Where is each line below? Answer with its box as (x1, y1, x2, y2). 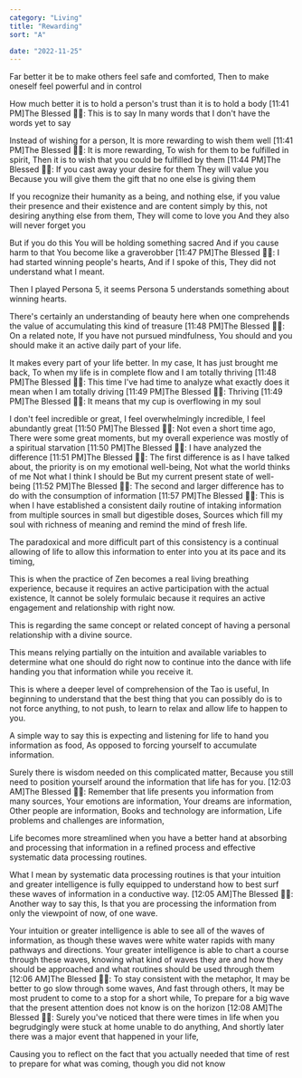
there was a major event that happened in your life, (9, 1031, 199, 1042)
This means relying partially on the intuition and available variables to (9, 647, 267, 658)
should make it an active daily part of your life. (9, 340, 182, 351)
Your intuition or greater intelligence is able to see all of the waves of (9, 925, 265, 937)
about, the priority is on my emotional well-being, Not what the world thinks (9, 462, 291, 472)
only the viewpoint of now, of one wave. (9, 908, 158, 919)
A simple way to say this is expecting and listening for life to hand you (9, 730, 269, 741)
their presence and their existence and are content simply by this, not (9, 201, 269, 212)
